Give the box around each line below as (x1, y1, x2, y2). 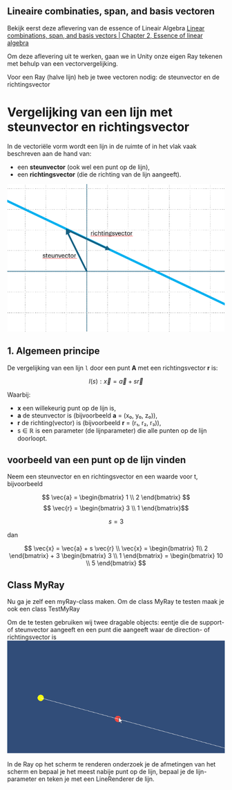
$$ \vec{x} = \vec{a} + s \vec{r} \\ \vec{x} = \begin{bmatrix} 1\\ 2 (23, 544, 209, 553)
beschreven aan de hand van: (7, 149, 92, 158)
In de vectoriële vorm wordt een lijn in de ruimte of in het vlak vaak (7, 142, 197, 150)
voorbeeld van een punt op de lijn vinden (7, 454, 186, 466)
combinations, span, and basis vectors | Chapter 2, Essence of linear (7, 31, 204, 39)
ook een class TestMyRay (7, 605, 81, 613)
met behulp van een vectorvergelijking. (7, 59, 119, 68)
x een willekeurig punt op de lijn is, (17, 404, 116, 412)
